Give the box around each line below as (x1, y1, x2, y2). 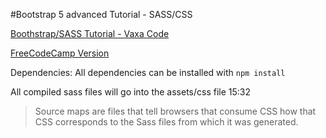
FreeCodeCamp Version (10, 47, 110, 59)
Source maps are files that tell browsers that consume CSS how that (34, 105, 317, 117)
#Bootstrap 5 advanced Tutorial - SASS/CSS (10, 9, 193, 20)
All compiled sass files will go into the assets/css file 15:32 (10, 86, 252, 98)
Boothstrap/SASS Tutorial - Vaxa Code (10, 28, 170, 39)
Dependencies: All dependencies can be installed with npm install (10, 67, 286, 78)
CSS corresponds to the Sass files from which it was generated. (34, 116, 299, 128)
